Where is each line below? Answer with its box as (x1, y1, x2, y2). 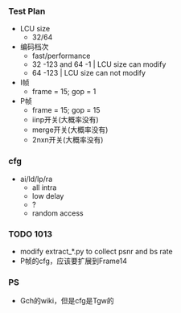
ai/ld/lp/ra (19, 174, 53, 183)
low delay (31, 191, 64, 200)
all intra (31, 183, 57, 192)
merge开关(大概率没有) (31, 125, 109, 134)
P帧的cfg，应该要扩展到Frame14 (19, 256, 127, 266)
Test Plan (8, 6, 46, 17)
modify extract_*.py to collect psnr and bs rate (19, 246, 173, 256)
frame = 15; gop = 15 (31, 105, 101, 115)
